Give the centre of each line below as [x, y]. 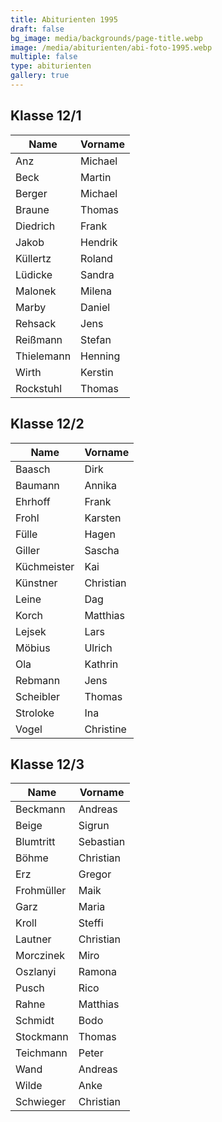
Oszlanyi [36, 972]
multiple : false [44, 57]
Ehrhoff [33, 501]
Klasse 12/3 [47, 764]
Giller [27, 550]
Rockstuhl [39, 388]
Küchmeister [45, 566]
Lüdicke [34, 274]
